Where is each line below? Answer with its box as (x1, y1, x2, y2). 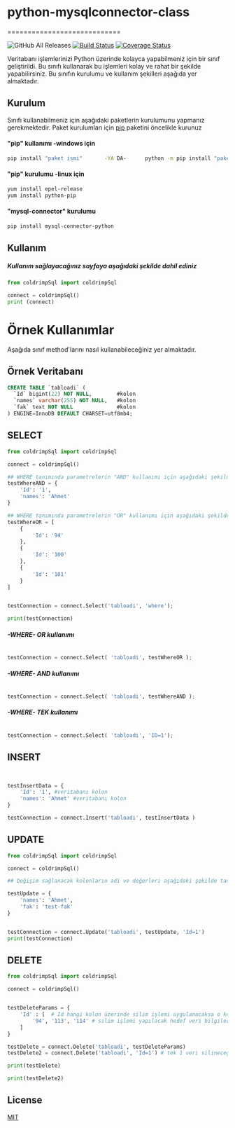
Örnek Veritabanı (7, 366, 84, 378)
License (7, 1094, 43, 1106)
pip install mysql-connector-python (7, 222, 114, 230)
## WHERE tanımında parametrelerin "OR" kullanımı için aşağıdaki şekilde (7, 512, 230, 519)
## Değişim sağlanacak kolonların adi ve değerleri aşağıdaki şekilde (7, 877, 218, 885)
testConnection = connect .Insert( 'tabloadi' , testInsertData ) (7, 814, 196, 821)
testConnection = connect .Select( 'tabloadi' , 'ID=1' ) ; (7, 731, 173, 739)
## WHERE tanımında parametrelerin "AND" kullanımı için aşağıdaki (7, 474, 208, 481)
